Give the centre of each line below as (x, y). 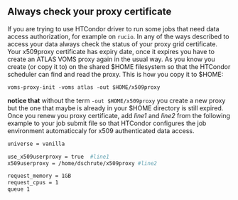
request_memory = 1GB (39, 176)
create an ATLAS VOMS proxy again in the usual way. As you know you (111, 59)
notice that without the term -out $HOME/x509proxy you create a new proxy (117, 100)
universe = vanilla (36, 144)
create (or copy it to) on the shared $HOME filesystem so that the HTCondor (119, 66)
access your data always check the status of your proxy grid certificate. (113, 44)
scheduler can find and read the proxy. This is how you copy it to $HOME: (115, 74)
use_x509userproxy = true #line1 (59, 157)
